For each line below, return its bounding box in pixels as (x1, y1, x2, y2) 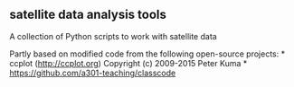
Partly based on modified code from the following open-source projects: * (9, 48, 286, 59)
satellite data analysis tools (9, 7, 167, 22)
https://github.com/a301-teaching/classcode (9, 67, 176, 78)
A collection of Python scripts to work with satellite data (9, 30, 217, 41)
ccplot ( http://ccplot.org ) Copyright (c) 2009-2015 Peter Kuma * (9, 57, 248, 68)
